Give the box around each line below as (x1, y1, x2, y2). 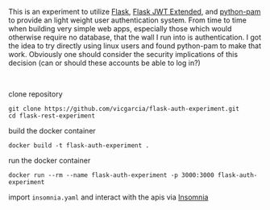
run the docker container (8, 156, 91, 165)
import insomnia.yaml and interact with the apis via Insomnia (8, 192, 209, 202)
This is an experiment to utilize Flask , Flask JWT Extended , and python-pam (8, 7, 261, 16)
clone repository (8, 89, 63, 99)
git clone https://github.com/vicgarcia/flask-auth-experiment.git (8, 105, 240, 113)
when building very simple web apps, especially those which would (8, 24, 232, 33)
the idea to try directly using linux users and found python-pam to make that (8, 41, 262, 51)
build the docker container (8, 126, 97, 135)
